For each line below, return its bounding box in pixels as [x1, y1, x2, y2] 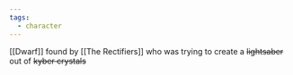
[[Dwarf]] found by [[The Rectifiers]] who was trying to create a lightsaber [9, 46, 284, 56]
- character [17, 21, 63, 30]
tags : [9, 12, 30, 22]
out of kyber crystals [9, 55, 87, 66]
